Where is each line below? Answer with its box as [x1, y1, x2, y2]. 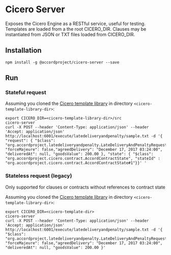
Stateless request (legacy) [5, 172, 72, 179]
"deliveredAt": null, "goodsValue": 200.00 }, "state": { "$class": [5, 152, 154, 157]
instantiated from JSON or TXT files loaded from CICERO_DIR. [5, 31, 135, 37]
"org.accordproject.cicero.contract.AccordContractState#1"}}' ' [5, 160, 147, 166]
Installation [5, 46, 42, 55]
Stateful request [5, 89, 47, 96]
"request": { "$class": [5, 138, 56, 144]
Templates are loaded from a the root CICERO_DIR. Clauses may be [5, 26, 147, 32]
